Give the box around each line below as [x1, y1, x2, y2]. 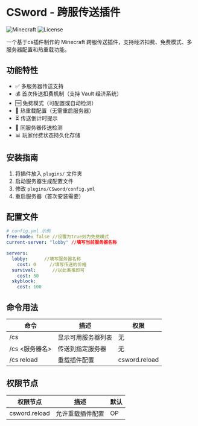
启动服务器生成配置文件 [14, 177, 74, 185]
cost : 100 [17, 284, 42, 290]
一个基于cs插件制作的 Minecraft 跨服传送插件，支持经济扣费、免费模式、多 [6, 38, 193, 45]
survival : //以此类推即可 [11, 267, 85, 273]
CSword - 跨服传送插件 [6, 5, 121, 19]
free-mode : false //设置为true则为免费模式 [6, 234, 109, 240]
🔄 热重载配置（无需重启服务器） [14, 107, 95, 114]
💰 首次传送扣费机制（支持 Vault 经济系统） [14, 90, 123, 97]
